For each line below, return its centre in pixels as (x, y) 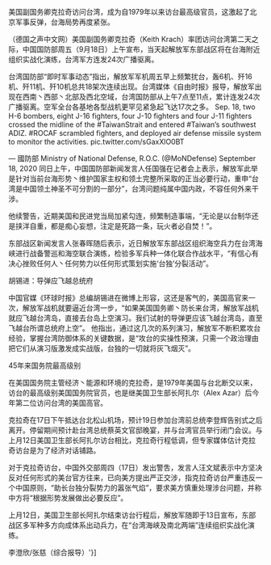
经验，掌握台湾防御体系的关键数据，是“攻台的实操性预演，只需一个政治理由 (134, 338)
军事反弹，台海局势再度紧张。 (65, 22)
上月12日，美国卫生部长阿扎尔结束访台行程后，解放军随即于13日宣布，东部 (132, 515)
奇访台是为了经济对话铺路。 (54, 450)
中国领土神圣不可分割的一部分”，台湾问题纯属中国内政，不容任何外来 (137, 189)
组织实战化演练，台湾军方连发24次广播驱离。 (83, 59)
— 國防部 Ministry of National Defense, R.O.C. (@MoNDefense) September (132, 158)
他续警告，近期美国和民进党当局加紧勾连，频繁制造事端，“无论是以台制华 (130, 216)
